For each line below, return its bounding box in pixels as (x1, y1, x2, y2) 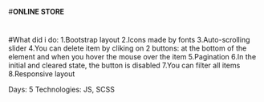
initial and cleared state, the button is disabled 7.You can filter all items (8, 60, 241, 71)
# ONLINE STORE (8, 7, 65, 16)
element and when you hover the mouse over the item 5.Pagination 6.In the (8, 52, 257, 62)
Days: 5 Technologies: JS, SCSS (8, 84, 115, 95)
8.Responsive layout (8, 69, 75, 79)
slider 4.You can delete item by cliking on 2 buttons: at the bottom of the (8, 43, 247, 53)
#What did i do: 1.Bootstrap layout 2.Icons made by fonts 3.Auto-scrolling (8, 35, 250, 45)
